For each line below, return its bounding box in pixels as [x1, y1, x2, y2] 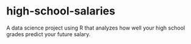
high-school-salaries [6, 4, 116, 18]
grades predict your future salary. [6, 30, 91, 37]
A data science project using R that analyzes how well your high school [6, 24, 185, 31]
